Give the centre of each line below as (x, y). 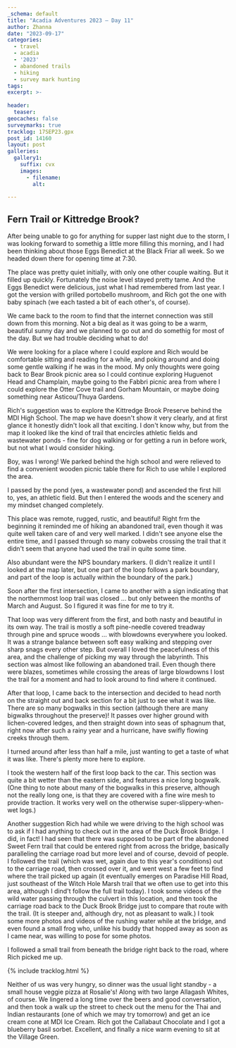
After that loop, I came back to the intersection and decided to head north (114, 693)
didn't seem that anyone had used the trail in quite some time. (97, 549)
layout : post (26, 145)
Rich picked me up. (35, 957)
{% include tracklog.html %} (48, 971)
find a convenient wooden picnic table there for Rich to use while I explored (117, 469)
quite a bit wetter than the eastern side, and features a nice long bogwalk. (114, 780)
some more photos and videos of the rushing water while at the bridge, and (117, 921)
